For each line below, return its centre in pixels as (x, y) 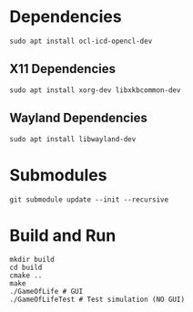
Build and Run (63, 235)
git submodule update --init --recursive (89, 199)
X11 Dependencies (63, 69)
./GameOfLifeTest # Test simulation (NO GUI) (97, 300)
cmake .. (26, 276)
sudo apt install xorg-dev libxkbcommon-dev (95, 90)
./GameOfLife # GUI (46, 292)
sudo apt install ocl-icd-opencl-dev (81, 41)
